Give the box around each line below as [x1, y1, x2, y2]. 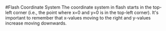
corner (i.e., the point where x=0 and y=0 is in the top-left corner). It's [13, 9, 159, 15]
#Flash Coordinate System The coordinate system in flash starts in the [5, 4, 152, 10]
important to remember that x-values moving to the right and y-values [5, 15, 151, 20]
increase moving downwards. [5, 20, 67, 26]
